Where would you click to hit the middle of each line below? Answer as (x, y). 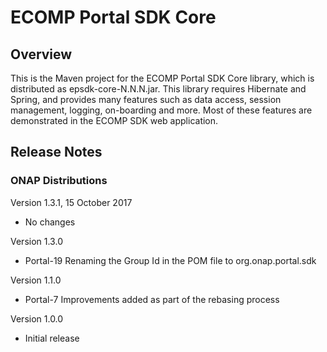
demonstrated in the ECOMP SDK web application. (114, 120)
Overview (41, 54)
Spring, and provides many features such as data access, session (146, 99)
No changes (50, 222)
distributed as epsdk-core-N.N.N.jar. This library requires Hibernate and (158, 89)
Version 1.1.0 (36, 280)
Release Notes (56, 152)
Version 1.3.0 (36, 241)
